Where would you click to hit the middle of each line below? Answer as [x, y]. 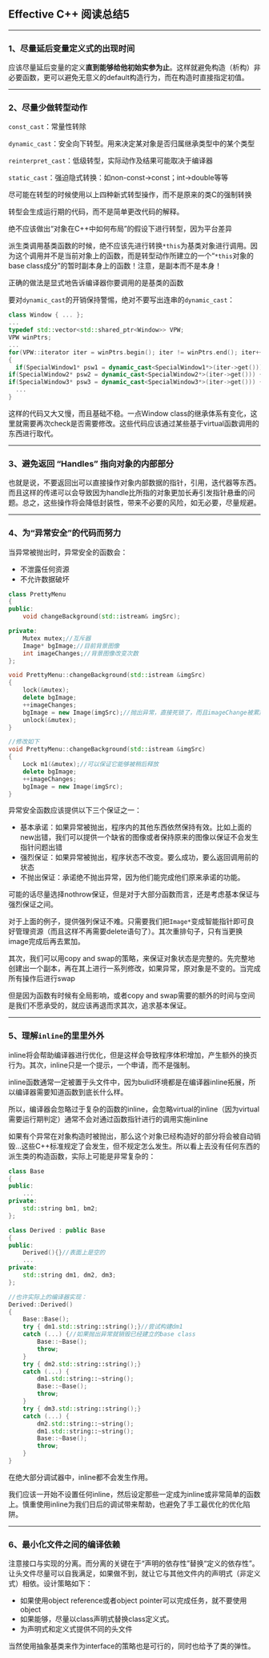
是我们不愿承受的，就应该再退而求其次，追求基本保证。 [99, 1006]
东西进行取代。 [33, 433]
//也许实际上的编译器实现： [48, 1297]
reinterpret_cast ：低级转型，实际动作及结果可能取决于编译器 [111, 161]
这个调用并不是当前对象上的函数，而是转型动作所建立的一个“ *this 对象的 [134, 256]
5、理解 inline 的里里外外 [56, 1036]
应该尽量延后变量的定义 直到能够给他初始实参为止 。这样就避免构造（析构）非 [134, 67]
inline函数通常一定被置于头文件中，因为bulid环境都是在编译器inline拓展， [128, 1082]
